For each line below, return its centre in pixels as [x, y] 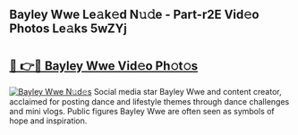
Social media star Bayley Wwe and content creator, [187, 92]
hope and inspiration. [48, 121]
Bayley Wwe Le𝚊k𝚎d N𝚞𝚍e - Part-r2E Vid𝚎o [134, 15]
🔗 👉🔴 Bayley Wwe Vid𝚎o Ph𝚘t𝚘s [104, 66]
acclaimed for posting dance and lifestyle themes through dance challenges [149, 101]
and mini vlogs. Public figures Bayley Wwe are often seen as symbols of [142, 111]
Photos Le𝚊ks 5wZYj [68, 29]
